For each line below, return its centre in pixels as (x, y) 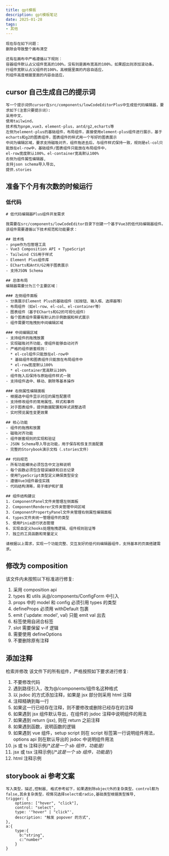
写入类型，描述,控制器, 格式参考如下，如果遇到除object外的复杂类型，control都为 (82, 789)
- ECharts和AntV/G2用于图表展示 (37, 265)
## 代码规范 (17, 459)
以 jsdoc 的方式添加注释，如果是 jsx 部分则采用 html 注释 (72, 695)
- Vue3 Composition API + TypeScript (46, 249)
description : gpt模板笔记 (32, 15)
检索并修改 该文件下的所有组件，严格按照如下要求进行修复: (67, 672)
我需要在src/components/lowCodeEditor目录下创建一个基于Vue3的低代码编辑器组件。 (86, 224)
